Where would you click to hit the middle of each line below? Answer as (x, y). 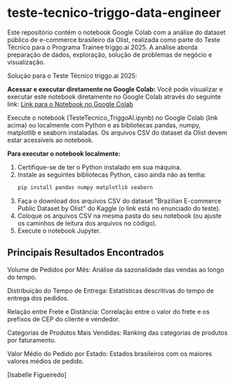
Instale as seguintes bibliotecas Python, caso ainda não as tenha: (112, 174)
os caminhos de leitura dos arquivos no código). (87, 223)
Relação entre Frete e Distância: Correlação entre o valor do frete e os (109, 311)
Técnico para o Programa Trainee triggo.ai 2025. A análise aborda (102, 47)
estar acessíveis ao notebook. (51, 140)
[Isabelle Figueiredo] (37, 374)
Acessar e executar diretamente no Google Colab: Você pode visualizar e (115, 89)
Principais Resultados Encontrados (86, 253)
